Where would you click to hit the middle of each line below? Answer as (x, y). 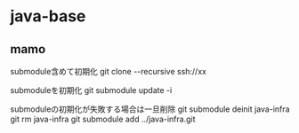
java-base (48, 16)
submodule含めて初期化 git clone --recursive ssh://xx (109, 71)
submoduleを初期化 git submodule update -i (91, 90)
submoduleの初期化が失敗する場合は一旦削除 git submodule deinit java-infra (150, 109)
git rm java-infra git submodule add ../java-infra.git (103, 119)
